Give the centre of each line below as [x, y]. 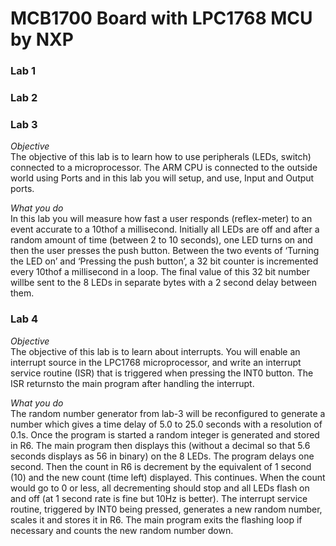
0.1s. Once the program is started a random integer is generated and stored [165, 434]
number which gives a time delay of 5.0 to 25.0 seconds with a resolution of [166, 424]
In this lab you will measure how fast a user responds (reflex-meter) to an [161, 219]
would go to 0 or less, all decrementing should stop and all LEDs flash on [160, 488]
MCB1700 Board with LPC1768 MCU [161, 18]
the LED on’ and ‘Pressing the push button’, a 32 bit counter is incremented [164, 261]
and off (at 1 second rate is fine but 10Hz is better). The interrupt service [159, 498]
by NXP [42, 39]
